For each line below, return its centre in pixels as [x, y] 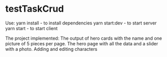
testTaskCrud [35, 9]
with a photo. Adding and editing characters [51, 49]
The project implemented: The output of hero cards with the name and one [83, 38]
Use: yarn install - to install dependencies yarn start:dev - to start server [81, 23]
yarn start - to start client [32, 28]
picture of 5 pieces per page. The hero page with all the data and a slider [82, 43]
